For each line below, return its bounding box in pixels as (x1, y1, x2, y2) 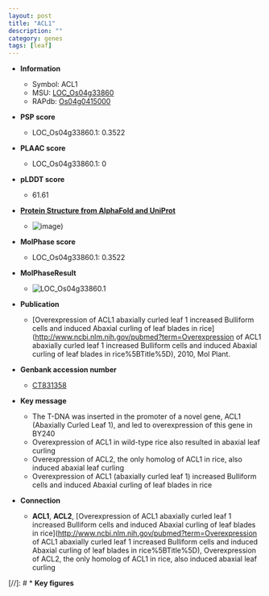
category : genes (8, 34, 63, 43)
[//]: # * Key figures (8, 578, 74, 588)
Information (19, 64, 61, 73)
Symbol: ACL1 (31, 80, 78, 89)
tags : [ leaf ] (8, 42, 52, 50)
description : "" (8, 27, 63, 35)
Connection (19, 496, 60, 506)
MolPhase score (19, 237, 76, 246)
